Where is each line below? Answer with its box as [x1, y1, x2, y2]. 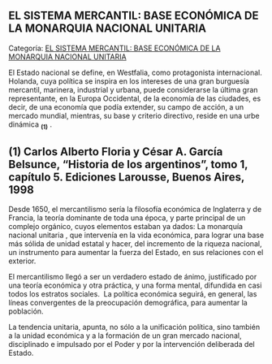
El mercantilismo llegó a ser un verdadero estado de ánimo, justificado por [8, 272, 257, 282]
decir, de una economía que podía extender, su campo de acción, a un [8, 102, 244, 111]
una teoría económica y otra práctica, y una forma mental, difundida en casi [8, 280, 262, 290]
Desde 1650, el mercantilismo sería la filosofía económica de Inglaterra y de [8, 205, 262, 214]
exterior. [8, 256, 37, 266]
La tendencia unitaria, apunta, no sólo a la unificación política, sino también [8, 323, 261, 332]
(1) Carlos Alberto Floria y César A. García [8, 145, 223, 158]
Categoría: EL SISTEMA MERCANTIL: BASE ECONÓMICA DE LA [8, 43, 221, 53]
